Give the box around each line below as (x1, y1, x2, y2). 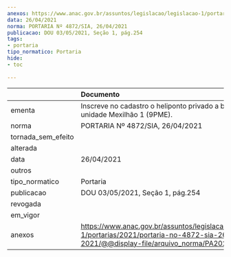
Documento (80, 89, 120, 99)
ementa (10, 105, 36, 115)
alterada (10, 143, 38, 153)
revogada (10, 199, 41, 208)
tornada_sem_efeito (10, 132, 74, 142)
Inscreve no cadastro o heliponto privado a (80, 101, 219, 111)
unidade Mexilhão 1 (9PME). (80, 109, 173, 119)
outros (10, 166, 32, 175)
